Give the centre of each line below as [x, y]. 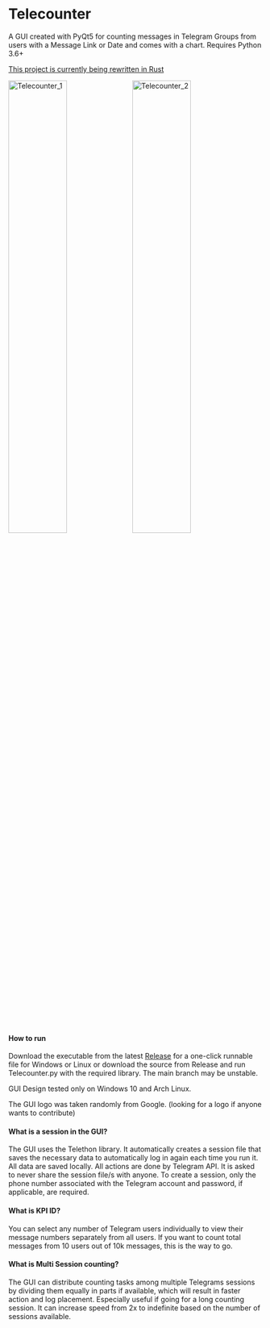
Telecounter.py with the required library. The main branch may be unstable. [133, 1073]
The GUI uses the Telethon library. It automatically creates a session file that [135, 1149]
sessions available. [39, 1316]
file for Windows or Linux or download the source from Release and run [127, 1064]
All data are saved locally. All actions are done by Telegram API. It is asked [132, 1167]
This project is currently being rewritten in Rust [86, 69]
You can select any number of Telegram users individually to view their [126, 1228]
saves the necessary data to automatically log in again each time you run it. [133, 1158]
